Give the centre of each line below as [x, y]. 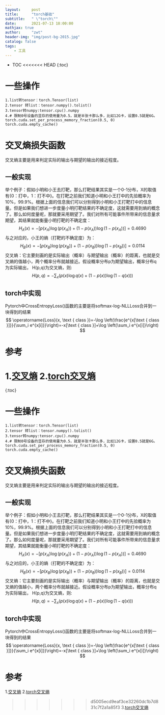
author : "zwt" [24, 32]
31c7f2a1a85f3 [105, 708]
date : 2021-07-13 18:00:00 [39, 23]
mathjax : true [20, 28]
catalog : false [21, 42]
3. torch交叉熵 [135, 708]
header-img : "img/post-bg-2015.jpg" [42, 37]
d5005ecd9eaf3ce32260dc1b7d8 [124, 702]
